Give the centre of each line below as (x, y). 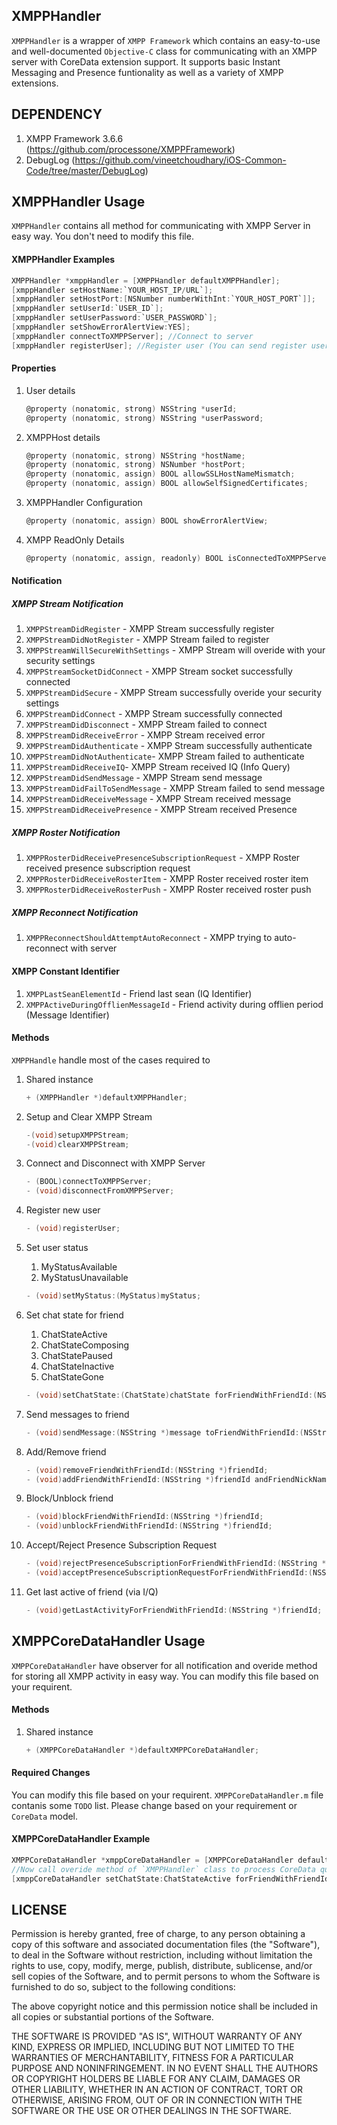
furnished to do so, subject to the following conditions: (123, 1987)
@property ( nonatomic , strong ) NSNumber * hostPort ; (135, 465)
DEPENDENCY (57, 114)
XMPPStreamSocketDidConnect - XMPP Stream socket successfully (159, 671)
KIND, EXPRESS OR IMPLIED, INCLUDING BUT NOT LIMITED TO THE (153, 2047)
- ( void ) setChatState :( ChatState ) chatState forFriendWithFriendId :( (171, 1395)
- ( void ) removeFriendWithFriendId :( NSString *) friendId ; (147, 1470)
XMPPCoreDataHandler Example (81, 1839)
